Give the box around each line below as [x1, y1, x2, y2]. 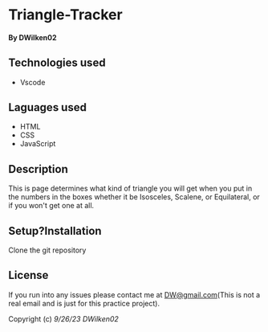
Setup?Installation [8, 223, 102, 238]
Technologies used [8, 56, 106, 70]
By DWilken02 [8, 32, 58, 42]
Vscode [19, 77, 46, 87]
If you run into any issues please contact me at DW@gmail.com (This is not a [8, 289, 261, 299]
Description [8, 162, 68, 176]
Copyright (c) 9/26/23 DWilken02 [8, 314, 119, 323]
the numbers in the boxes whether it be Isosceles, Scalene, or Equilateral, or [8, 192, 261, 202]
